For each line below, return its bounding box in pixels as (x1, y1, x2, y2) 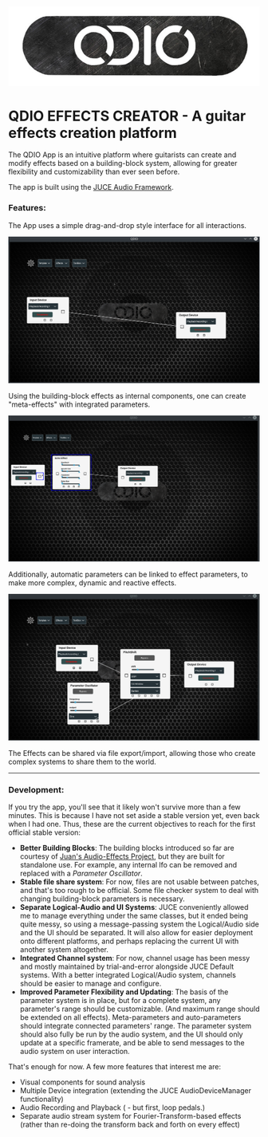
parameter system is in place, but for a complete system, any (19, 996, 221, 1005)
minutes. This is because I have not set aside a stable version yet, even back (8, 811, 260, 820)
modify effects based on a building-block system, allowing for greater (8, 159, 238, 168)
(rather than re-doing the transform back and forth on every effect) (19, 1119, 241, 1130)
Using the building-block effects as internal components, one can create (8, 391, 246, 400)
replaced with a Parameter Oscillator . (19, 868, 144, 879)
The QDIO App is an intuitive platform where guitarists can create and (8, 150, 237, 159)
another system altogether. (19, 945, 109, 954)
